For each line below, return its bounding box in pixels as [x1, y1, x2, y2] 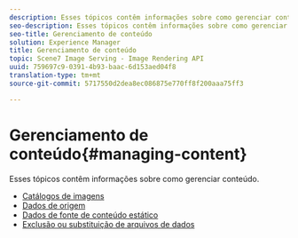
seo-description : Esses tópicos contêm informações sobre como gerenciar [9, 21, 288, 30]
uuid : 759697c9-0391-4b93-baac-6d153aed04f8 [9, 63, 176, 72]
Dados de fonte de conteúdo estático [21, 210, 159, 220]
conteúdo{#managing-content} [9, 144, 247, 164]
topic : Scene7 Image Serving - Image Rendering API [9, 54, 204, 63]
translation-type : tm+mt [9, 71, 101, 80]
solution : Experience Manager [9, 37, 122, 47]
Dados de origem [21, 200, 86, 210]
